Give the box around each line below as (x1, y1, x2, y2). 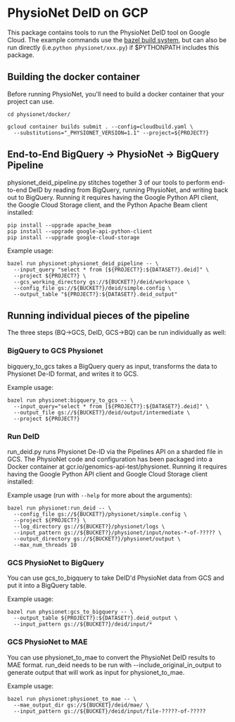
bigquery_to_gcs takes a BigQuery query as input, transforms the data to (7, 362, 217, 370)
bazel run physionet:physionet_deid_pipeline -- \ (7, 260, 159, 267)
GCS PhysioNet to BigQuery (7, 557, 104, 567)
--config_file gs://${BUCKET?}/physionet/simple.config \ (13, 510, 188, 518)
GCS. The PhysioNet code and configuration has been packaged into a (7, 455, 213, 463)
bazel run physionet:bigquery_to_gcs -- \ (7, 396, 134, 404)
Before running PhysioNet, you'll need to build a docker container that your (7, 89, 224, 98)
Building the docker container (7, 71, 141, 83)
